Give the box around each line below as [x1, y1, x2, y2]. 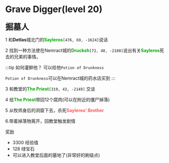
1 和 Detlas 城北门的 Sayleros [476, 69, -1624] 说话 [5, 36, 108, 42]
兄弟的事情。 [14, 53, 41, 60]
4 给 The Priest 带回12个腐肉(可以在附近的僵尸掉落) [5, 96, 110, 102]
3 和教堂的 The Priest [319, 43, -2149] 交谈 [5, 86, 95, 92]
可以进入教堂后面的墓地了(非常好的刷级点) [12, 152, 100, 158]
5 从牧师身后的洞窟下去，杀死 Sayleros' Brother [5, 107, 104, 113]
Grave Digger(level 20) [5, 4, 102, 15]
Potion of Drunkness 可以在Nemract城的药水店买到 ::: [5, 75, 116, 81]
